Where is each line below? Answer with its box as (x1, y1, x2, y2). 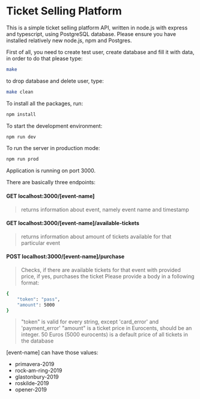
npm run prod (6, 156, 39, 163)
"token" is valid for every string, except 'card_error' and (20, 318, 159, 325)
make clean (6, 89, 34, 95)
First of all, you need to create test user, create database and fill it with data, (6, 48, 195, 55)
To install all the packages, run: (6, 100, 83, 107)
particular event (20, 239, 61, 247)
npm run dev (6, 134, 36, 140)
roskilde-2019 (14, 380, 49, 387)
